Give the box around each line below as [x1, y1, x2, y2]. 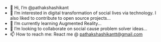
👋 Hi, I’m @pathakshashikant [9, 5, 69, 10]
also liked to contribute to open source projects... [9, 15, 111, 21]
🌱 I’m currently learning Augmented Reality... [9, 20, 102, 26]
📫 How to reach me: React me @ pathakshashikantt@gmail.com [9, 31, 143, 37]
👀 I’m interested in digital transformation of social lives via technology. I [9, 10, 157, 16]
